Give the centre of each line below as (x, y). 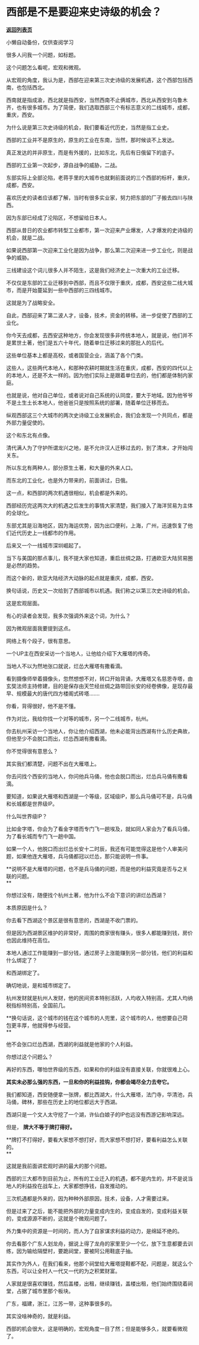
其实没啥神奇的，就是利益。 (40, 1316)
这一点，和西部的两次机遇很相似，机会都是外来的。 (68, 493)
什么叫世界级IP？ (27, 816)
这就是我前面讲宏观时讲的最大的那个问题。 (58, 1166)
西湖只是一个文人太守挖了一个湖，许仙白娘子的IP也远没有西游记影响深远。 (97, 1114)
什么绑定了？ (22, 960)
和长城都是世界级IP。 (32, 803)
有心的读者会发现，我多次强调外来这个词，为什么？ (68, 616)
